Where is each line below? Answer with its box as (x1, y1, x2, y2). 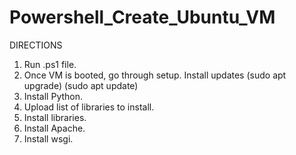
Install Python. (23, 90, 84, 102)
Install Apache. (23, 122, 86, 134)
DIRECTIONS (9, 39, 63, 51)
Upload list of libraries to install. (23, 101, 155, 113)
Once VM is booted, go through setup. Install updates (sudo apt (23, 69, 287, 81)
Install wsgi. (23, 132, 74, 145)
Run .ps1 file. (23, 58, 77, 70)
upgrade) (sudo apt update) (23, 79, 139, 91)
